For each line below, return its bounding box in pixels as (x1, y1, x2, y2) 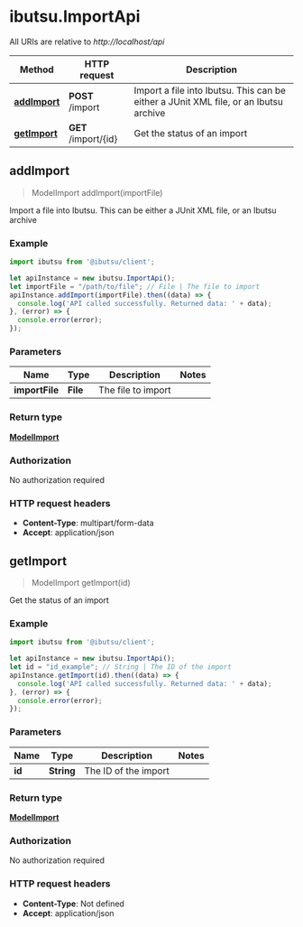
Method (19, 63, 54, 76)
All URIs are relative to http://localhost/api (9, 36, 165, 47)
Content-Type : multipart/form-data (22, 517, 155, 529)
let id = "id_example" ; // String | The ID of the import (9, 663, 232, 672)
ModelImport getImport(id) (31, 578, 131, 589)
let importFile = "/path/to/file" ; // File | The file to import (9, 282, 260, 291)
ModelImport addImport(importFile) (31, 187, 163, 198)
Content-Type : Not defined (22, 898, 124, 909)
